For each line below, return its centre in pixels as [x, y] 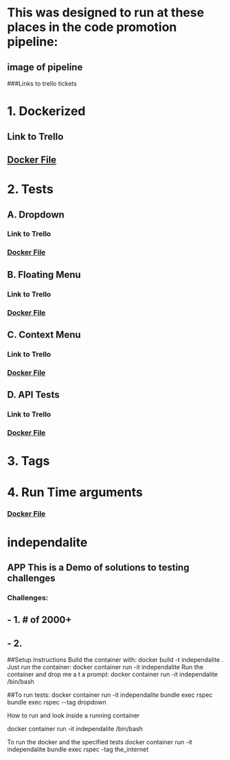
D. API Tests [33, 395]
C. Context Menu [44, 335]
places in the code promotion [92, 27]
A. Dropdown [36, 214]
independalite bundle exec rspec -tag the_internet [78, 750]
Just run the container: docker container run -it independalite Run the [105, 667]
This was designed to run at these [106, 13]
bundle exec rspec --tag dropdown [57, 702]
